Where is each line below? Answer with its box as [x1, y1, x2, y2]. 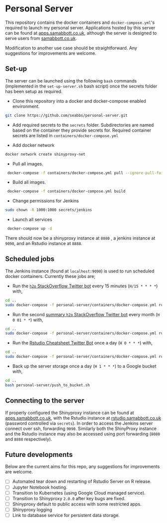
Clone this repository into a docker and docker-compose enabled [12, 98, 147, 104]
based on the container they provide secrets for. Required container [12, 127, 152, 133]
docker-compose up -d [7, 226, 52, 231]
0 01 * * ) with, [12, 317, 43, 323]
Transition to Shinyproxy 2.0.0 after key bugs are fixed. [12, 495, 126, 501]
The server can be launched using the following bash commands [5, 78, 137, 84]
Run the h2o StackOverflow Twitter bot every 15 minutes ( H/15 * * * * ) [12, 283, 158, 289]
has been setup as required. [5, 88, 63, 94]
